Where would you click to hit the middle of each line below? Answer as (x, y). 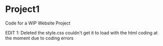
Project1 (23, 9)
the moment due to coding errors (39, 38)
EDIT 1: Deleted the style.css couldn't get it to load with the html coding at (81, 32)
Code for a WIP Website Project (38, 23)
